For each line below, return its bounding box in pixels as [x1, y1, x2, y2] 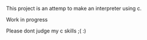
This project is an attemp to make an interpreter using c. [6, 5, 142, 12]
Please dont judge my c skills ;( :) [6, 27, 86, 34]
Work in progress [6, 16, 48, 23]
